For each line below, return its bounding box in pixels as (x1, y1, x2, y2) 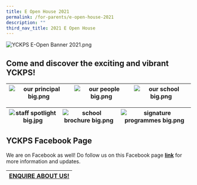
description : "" (6, 19, 46, 25)
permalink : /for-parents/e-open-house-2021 (6, 14, 114, 20)
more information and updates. (6, 157, 81, 165)
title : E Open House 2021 (6, 8, 69, 15)
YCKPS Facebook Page (6, 136, 92, 146)
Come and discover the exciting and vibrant (6, 58, 169, 68)
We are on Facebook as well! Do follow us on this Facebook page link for (6, 151, 182, 158)
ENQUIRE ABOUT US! (9, 171, 70, 180)
